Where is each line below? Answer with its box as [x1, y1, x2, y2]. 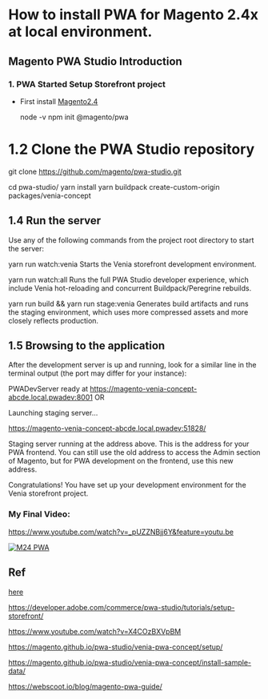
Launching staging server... [8, 408, 98, 418]
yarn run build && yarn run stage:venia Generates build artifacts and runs [8, 299, 250, 308]
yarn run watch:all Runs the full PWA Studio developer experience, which [8, 275, 250, 284]
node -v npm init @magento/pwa [19, 112, 130, 122]
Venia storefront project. [8, 488, 89, 498]
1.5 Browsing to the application [8, 339, 166, 353]
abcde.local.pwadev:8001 [8, 392, 94, 402]
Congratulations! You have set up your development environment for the [8, 480, 246, 490]
